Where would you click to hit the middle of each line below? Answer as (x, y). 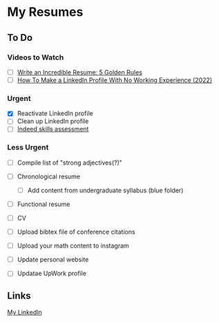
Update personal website (53, 259)
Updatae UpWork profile (51, 273)
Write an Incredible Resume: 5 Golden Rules (80, 72)
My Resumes (45, 12)
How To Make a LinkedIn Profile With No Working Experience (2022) (115, 80)
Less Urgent (28, 147)
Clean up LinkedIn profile (53, 121)
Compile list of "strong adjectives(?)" (70, 163)
